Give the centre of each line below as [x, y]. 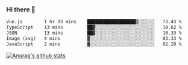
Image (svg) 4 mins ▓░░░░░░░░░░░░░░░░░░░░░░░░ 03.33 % [94, 38]
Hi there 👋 [21, 10]
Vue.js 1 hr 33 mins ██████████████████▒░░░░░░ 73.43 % [94, 22]
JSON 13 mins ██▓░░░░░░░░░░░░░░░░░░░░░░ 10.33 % [94, 33]
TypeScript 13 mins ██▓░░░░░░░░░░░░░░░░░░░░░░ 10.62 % [94, 27]
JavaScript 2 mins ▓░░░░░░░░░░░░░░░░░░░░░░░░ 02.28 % [94, 44]
